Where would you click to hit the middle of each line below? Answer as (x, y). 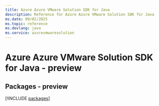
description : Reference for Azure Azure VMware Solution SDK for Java (80, 14)
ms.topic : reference (27, 24)
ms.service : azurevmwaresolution (40, 33)
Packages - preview (37, 86)
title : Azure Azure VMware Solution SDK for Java (58, 10)
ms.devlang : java (23, 28)
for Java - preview (43, 68)
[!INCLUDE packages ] (28, 98)
